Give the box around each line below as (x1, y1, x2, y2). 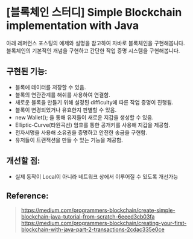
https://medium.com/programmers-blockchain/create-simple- (21, 206, 176, 214)
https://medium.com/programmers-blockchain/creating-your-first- (21, 220, 187, 227)
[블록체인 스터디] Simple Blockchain (6, 5, 182, 19)
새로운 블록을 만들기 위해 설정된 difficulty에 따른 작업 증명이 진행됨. (14, 98, 174, 106)
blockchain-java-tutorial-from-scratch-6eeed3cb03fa (21, 213, 155, 220)
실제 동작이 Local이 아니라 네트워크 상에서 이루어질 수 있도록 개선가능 (14, 173, 179, 180)
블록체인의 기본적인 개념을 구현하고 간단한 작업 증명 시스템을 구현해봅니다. (6, 46, 180, 54)
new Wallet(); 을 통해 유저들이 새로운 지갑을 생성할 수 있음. (14, 113, 154, 121)
